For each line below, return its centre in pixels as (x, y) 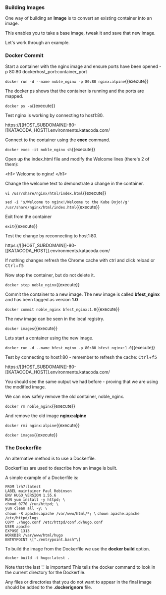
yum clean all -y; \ (27, 508)
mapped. (14, 96)
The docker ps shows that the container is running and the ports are (75, 91)
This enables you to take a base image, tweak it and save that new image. (81, 33)
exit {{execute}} (22, 226)
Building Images (25, 7)
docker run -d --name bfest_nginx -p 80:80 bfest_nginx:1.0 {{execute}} (80, 347)
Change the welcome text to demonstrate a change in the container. (75, 183)
